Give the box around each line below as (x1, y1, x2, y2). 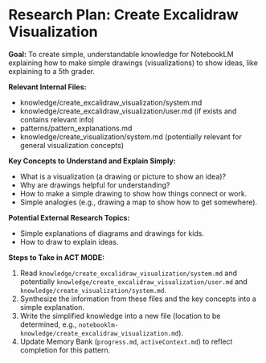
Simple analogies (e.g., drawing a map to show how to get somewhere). (19, 197, 258, 207)
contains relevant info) (19, 114, 95, 124)
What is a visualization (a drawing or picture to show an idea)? (19, 171, 227, 181)
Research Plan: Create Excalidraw (8, 6, 239, 24)
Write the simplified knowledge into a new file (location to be (19, 311, 221, 320)
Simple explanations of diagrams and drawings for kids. (19, 228, 205, 238)
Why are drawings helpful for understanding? (19, 179, 170, 190)
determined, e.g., (19, 320, 78, 329)
